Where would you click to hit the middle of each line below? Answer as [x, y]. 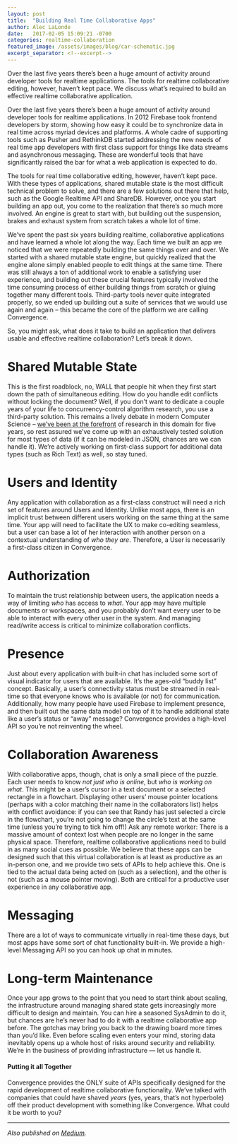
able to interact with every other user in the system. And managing [104, 618]
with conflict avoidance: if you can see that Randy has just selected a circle [117, 812]
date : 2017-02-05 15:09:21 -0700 [60, 34]
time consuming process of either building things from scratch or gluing [112, 287]
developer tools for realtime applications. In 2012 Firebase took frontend [112, 117]
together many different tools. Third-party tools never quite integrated [109, 295]
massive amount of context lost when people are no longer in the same [110, 834]
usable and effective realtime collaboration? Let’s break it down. [100, 338]
